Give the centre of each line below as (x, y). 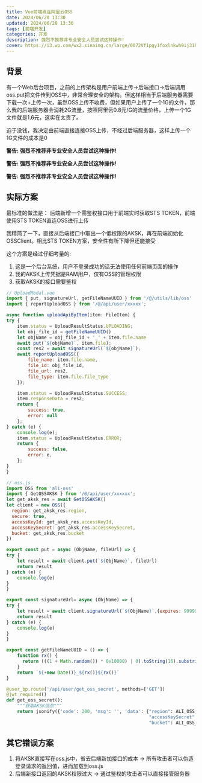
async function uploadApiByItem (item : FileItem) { (71, 315)
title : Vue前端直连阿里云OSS (40, 12)
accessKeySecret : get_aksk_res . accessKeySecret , (74, 528)
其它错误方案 (30, 743)
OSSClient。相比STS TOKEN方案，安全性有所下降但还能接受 (81, 241)
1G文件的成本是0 (27, 138)
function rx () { (38, 656)
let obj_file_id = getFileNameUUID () (64, 332)
